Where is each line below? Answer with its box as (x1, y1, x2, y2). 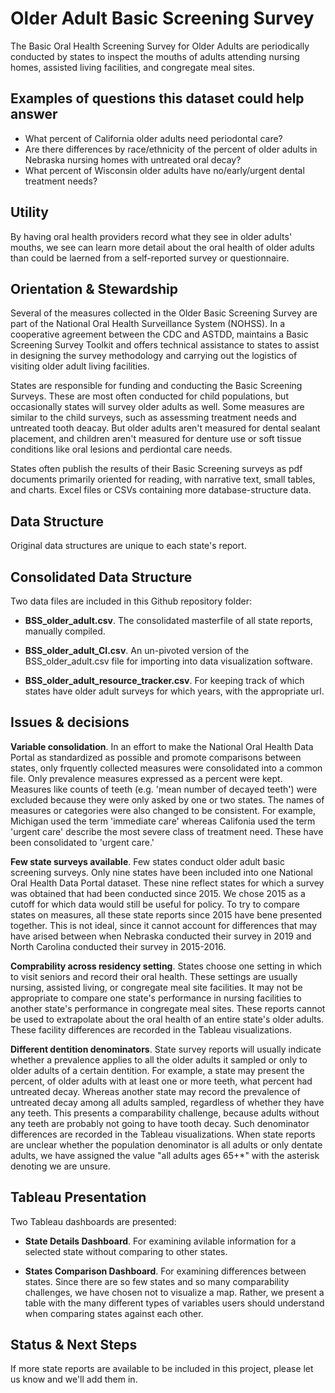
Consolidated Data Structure (10, 568, 193, 586)
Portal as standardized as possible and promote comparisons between (10, 751, 302, 763)
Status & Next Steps (10, 1337, 138, 1354)
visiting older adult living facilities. (10, 360, 150, 372)
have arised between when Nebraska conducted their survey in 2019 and (10, 930, 312, 942)
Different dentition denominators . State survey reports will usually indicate (10, 1043, 322, 1055)
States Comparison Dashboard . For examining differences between (24, 1265, 307, 1277)
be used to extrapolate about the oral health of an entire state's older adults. (10, 1013, 325, 1025)
